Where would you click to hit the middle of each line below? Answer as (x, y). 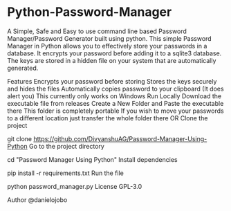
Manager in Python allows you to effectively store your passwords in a (107, 46)
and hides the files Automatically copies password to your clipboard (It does (115, 89)
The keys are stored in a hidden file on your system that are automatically (112, 60)
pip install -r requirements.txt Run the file (66, 173)
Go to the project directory (67, 146)
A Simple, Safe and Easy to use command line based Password (97, 31)
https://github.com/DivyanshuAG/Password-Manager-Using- (120, 138)
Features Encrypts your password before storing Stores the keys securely (112, 81)
